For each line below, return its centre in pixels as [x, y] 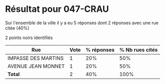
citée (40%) [17, 28]
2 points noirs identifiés [29, 38]
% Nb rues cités [138, 49]
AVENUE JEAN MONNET [36, 66]
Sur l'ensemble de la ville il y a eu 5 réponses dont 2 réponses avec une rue [82, 23]
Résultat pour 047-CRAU [57, 9]
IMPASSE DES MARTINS [36, 58]
